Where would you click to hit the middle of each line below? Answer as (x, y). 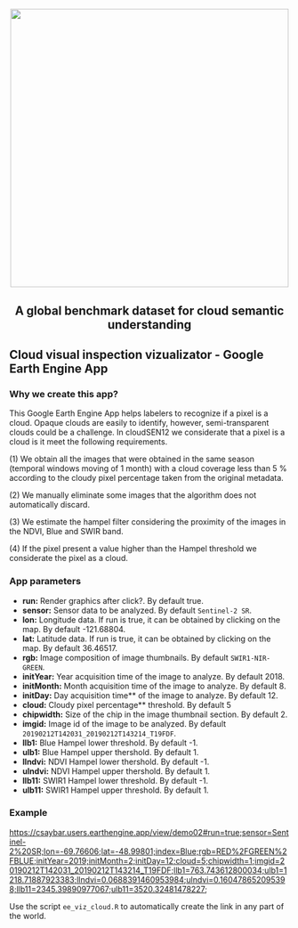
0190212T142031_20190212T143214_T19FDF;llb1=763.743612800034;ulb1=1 (148, 870)
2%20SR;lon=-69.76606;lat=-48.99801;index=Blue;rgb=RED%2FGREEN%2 (148, 851)
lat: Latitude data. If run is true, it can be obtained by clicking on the (146, 639)
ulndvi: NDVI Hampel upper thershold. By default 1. (116, 771)
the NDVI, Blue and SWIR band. (67, 532)
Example (28, 813)
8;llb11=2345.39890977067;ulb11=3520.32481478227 (107, 889)
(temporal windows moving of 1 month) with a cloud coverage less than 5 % (148, 468)
